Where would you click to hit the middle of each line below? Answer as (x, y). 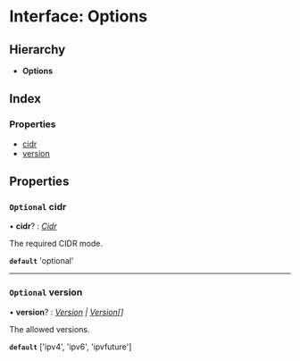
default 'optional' (42, 261)
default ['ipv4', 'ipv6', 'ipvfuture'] (71, 347)
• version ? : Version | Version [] (67, 312)
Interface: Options (79, 17)
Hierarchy (37, 50)
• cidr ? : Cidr (33, 226)
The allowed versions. (50, 329)
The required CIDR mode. (56, 244)
